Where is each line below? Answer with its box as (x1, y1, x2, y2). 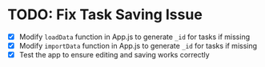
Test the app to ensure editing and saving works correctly (18, 50, 210, 60)
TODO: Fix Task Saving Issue (7, 6, 203, 24)
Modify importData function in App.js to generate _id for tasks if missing (18, 41, 258, 50)
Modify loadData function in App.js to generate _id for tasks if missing (18, 32, 250, 41)
